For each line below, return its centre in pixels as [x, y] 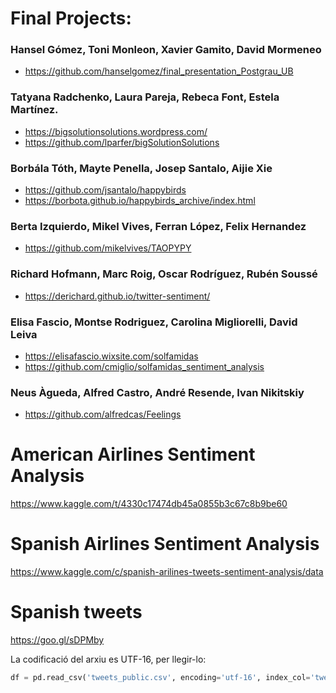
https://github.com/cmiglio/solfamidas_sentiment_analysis [144, 366]
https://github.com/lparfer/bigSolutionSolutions [122, 142]
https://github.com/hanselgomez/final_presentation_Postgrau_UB [159, 71]
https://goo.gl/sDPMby [57, 640]
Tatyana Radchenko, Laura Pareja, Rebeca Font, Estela [145, 97]
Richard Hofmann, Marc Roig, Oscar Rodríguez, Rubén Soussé [164, 274]
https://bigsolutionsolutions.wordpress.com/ [116, 131]
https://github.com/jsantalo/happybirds [105, 190]
